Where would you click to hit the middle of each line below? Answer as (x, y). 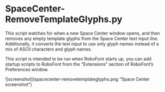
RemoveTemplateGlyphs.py (64, 19)
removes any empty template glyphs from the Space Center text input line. (82, 38)
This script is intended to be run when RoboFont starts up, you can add (78, 58)
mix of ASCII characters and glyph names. (48, 49)
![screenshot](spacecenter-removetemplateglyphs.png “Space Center (77, 79)
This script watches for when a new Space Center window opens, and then (82, 33)
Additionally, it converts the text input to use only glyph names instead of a (82, 43)
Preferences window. (27, 69)
